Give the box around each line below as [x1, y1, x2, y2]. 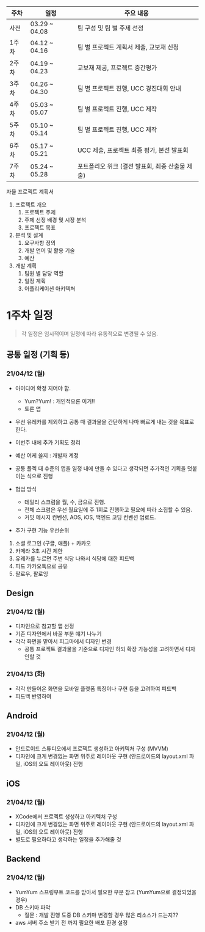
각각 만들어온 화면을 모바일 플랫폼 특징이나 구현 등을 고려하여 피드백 [15, 685, 177, 692]
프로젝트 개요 [15, 201, 47, 208]
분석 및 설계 [15, 231, 44, 239]
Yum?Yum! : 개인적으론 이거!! [24, 397, 95, 405]
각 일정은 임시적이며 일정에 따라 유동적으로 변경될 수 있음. [21, 330, 159, 337]
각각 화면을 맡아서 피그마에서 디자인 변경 [15, 638, 112, 645]
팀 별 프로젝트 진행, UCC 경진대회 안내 [77, 84, 181, 92]
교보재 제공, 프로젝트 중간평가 [77, 64, 157, 72]
